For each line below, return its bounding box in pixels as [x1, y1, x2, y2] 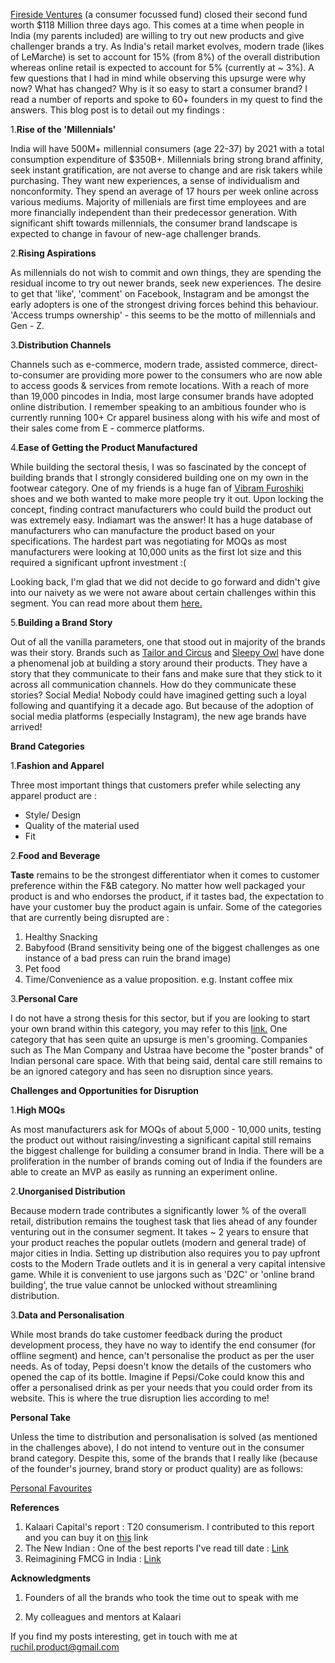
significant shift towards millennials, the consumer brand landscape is [10, 217, 298, 229]
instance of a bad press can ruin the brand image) [24, 952, 232, 964]
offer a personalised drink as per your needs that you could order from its [10, 1382, 313, 1393]
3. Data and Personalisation [10, 1309, 125, 1321]
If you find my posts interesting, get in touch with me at [10, 1630, 238, 1642]
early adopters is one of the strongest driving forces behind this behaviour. [10, 299, 319, 310]
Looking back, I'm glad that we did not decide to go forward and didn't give [10, 576, 321, 588]
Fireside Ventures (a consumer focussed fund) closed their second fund [10, 9, 308, 20]
